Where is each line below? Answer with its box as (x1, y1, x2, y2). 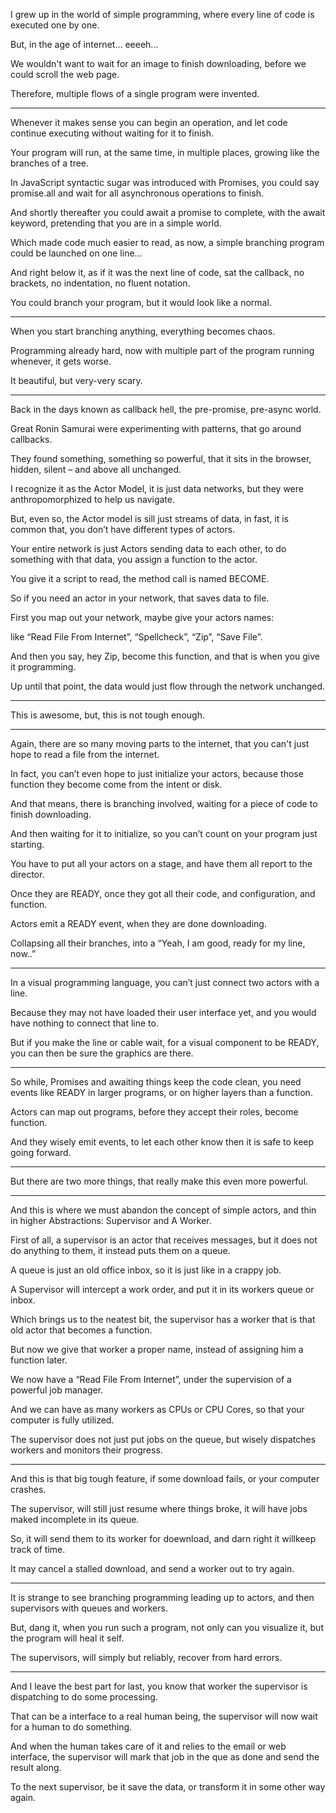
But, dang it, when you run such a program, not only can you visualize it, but (10, 1622, 324, 1633)
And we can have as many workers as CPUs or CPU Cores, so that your (10, 1404, 305, 1415)
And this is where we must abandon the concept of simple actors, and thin (10, 1204, 317, 1216)
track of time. (10, 1544, 66, 1555)
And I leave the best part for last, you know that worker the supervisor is (10, 1680, 308, 1692)
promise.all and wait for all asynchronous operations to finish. (10, 187, 264, 199)
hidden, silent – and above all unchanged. (10, 464, 182, 475)
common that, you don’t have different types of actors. (10, 524, 236, 535)
